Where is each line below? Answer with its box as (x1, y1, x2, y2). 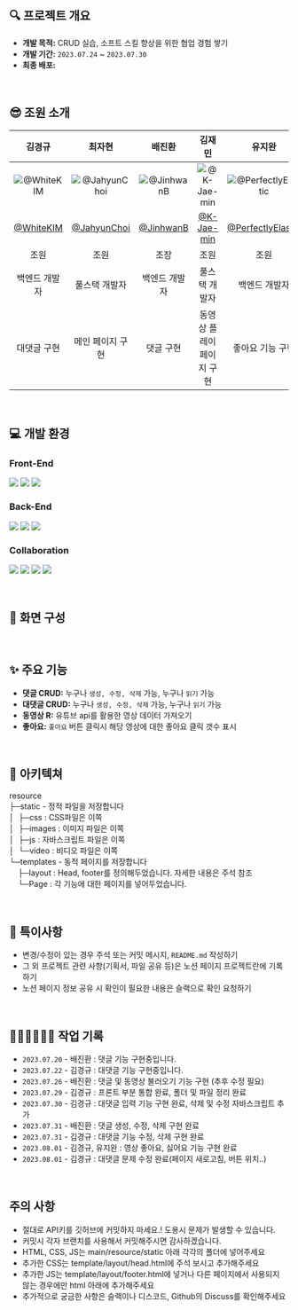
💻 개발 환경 (9, 427, 70, 442)
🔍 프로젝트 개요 (9, 8, 91, 24)
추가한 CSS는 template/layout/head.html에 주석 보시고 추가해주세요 (21, 1258, 260, 1268)
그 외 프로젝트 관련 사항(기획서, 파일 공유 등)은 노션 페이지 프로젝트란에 (21, 961, 267, 971)
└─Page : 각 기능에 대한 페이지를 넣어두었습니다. (17, 879, 187, 890)
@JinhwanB (138, 221, 189, 233)
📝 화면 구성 (9, 610, 67, 625)
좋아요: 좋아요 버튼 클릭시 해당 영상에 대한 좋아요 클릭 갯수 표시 (21, 721, 237, 732)
